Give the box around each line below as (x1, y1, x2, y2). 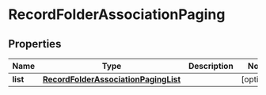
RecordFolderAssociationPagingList (42, 74, 181, 85)
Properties (8, 37, 62, 51)
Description (188, 61, 234, 71)
